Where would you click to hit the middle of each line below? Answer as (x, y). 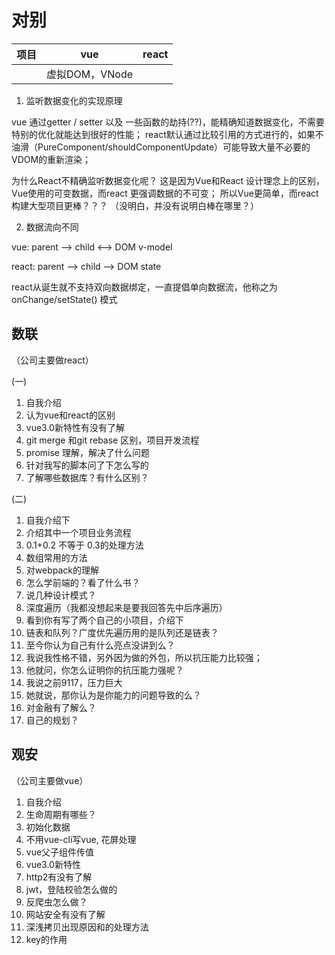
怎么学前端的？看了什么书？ (83, 582)
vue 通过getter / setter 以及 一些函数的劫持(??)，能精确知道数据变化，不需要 (168, 122)
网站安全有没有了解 (65, 914)
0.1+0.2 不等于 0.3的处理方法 (84, 545)
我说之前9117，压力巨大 (74, 682)
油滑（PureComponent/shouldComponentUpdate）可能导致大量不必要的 (161, 147)
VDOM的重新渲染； (51, 159)
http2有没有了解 (59, 877)
